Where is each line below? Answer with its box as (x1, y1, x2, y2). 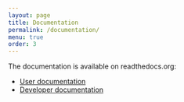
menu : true (8, 33, 44, 41)
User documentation (19, 77, 86, 86)
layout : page (8, 11, 51, 19)
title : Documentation (8, 19, 79, 26)
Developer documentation (19, 85, 104, 94)
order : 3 (8, 40, 37, 48)
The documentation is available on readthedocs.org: (8, 62, 177, 71)
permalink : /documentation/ (8, 26, 100, 33)
